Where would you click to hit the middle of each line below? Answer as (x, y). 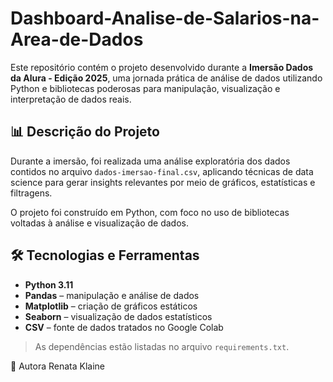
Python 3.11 (49, 284)
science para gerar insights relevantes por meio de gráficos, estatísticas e (163, 182)
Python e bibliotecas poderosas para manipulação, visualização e (145, 88)
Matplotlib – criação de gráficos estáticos (111, 306)
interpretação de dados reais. (71, 99)
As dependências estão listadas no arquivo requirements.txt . (162, 346)
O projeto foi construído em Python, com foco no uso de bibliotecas (150, 212)
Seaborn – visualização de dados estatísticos (118, 316)
